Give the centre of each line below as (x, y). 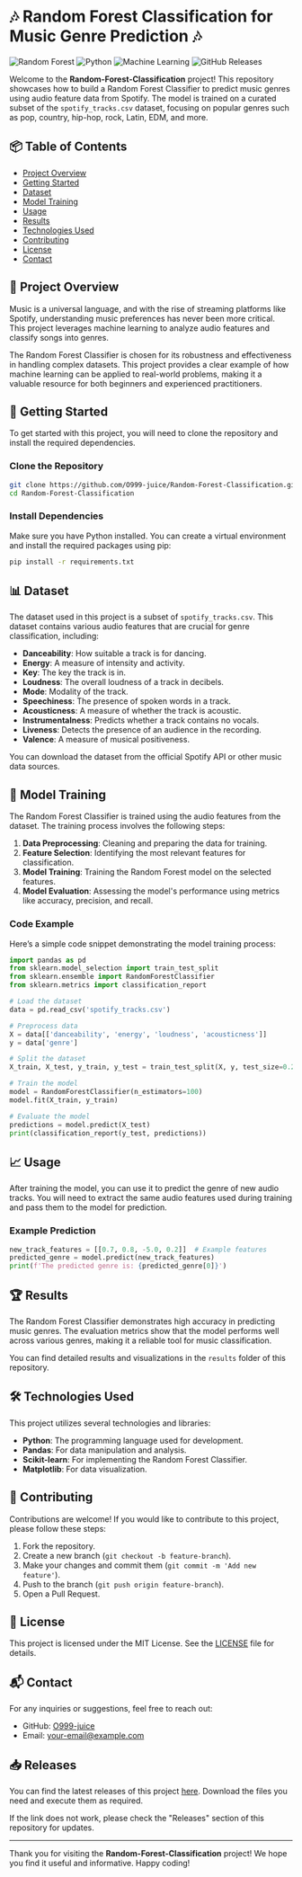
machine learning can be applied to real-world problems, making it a (136, 374)
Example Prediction (53, 1231)
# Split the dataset (48, 1059)
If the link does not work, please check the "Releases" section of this (137, 1818)
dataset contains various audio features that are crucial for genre (129, 627)
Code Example (42, 924)
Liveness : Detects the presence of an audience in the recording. (142, 730)
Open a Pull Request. (61, 1594)
